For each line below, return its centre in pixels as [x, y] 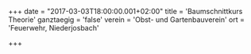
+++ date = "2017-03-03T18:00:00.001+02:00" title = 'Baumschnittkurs [125, 11]
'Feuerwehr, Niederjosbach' [54, 28]
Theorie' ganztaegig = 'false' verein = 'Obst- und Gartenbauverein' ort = [126, 20]
